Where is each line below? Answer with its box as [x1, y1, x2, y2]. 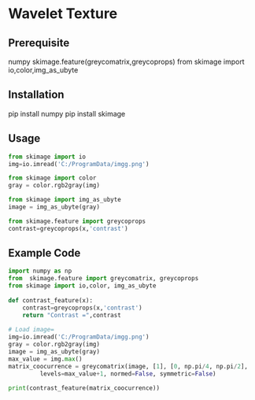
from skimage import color [8, 174, 97, 182]
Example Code [8, 246, 81, 260]
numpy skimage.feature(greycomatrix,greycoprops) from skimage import [8, 57, 246, 66]
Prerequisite [8, 36, 70, 50]
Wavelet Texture [8, 5, 118, 23]
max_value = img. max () [8, 355, 83, 363]
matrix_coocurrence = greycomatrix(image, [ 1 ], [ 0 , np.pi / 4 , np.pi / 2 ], [8, 362, 248, 370]
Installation [8, 88, 65, 102]
